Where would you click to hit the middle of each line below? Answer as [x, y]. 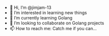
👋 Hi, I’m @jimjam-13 [30, 8]
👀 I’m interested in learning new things [48, 13]
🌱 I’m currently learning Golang [41, 18]
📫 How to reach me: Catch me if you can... [53, 28]
